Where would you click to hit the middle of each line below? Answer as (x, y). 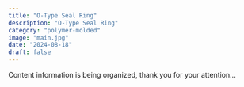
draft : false (30, 52)
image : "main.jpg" (38, 38)
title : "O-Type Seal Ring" (53, 15)
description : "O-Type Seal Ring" (63, 23)
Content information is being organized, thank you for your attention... (122, 75)
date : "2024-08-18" (40, 45)
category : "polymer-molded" (55, 30)
